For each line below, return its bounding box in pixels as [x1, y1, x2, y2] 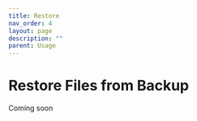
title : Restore [8, 11, 60, 20]
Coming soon [8, 103, 54, 113]
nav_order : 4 [8, 19, 53, 27]
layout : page [8, 27, 53, 35]
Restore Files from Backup [8, 77, 189, 95]
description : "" [8, 34, 63, 43]
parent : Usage [8, 42, 57, 50]
